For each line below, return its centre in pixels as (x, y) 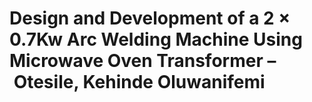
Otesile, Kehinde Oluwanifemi (139, 82)
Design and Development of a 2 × (150, 18)
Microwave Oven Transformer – (143, 61)
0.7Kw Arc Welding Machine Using (156, 39)
